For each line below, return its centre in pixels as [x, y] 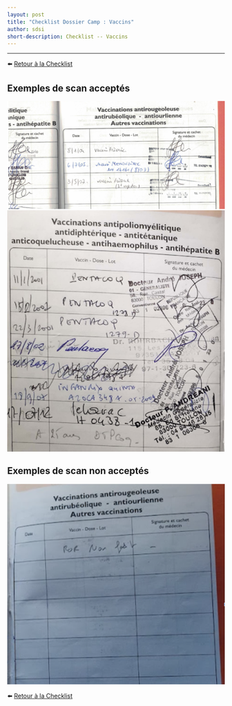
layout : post [26, 15]
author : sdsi [26, 29]
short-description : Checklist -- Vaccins [68, 37]
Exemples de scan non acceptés [78, 471]
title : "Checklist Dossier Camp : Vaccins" [71, 22]
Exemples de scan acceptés [69, 88]
